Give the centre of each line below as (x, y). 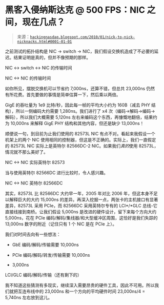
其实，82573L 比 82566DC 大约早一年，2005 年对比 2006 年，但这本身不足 (81, 193)
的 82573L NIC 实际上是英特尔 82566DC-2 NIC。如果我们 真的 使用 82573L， (82, 146)
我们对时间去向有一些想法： (33, 234)
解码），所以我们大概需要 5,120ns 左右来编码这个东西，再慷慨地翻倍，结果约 (81, 117)
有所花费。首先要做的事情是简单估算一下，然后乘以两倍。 (63, 94)
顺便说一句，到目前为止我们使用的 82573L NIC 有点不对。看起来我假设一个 (80, 133)
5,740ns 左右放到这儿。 (29, 297)
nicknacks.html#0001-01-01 (44, 41)
